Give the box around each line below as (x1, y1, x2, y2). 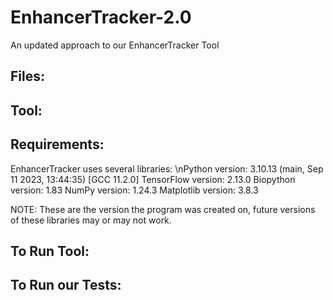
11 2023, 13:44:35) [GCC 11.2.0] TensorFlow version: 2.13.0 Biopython (10, 173, 296, 185)
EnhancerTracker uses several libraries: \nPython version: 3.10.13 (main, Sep (10, 162, 324, 175)
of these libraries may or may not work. (10, 214, 172, 226)
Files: (10, 68, 45, 85)
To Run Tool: (10, 242, 90, 260)
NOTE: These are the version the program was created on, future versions (10, 203, 316, 215)
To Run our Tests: (10, 277, 122, 294)
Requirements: (10, 136, 105, 153)
